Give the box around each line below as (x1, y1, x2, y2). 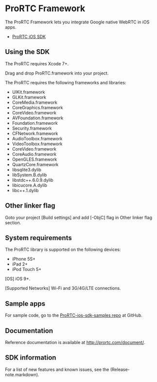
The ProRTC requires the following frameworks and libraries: (5, 79, 126, 85)
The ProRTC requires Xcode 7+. (5, 60, 69, 66)
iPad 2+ (12, 261, 28, 267)
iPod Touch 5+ (12, 267, 42, 272)
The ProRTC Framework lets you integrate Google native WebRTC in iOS (5, 19, 150, 25)
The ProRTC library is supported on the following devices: (5, 247, 121, 252)
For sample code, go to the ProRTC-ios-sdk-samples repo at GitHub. (5, 312, 142, 318)
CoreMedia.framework (12, 99, 57, 105)
